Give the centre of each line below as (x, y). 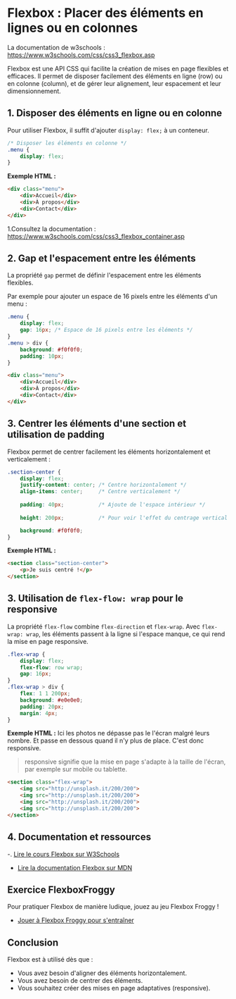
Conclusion (33, 942)
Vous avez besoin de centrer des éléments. (80, 981)
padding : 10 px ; (42, 356)
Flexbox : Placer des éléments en (105, 13)
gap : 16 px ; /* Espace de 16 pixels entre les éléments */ (106, 330)
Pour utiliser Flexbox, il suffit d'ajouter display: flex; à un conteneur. (108, 130)
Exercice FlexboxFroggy (61, 889)
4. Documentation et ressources (79, 837)
